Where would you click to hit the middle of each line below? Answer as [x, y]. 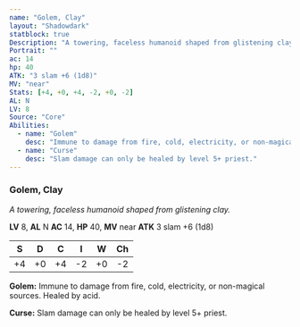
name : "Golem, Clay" [48, 17]
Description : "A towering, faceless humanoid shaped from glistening [142, 42]
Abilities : [29, 126]
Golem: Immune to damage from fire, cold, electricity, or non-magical [137, 286]
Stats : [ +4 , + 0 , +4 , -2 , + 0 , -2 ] [71, 92]
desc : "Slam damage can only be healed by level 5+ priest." [141, 159]
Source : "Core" [37, 117]
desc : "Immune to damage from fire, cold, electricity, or [137, 142]
